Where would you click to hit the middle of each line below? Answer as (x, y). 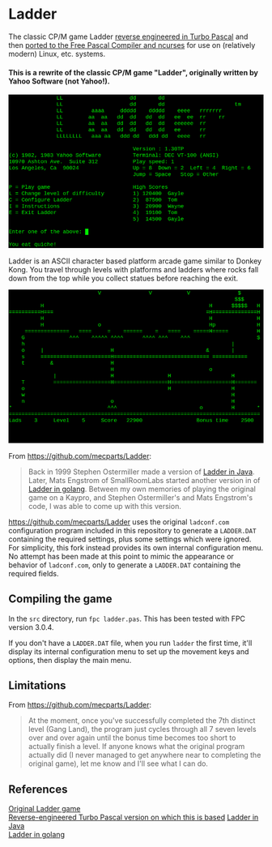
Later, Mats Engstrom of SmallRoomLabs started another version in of (144, 480)
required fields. (34, 573)
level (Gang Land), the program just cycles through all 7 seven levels (142, 729)
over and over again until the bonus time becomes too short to (132, 738)
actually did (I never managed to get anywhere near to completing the (144, 755)
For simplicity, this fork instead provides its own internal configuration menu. (136, 547)
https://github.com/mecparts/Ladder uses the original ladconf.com (119, 522)
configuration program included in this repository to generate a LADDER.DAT (132, 530)
